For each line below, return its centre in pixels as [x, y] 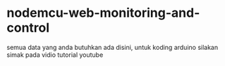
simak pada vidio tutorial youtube [55, 55]
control [28, 28]
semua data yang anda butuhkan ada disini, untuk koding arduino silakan [112, 47]
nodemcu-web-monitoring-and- [103, 13]
